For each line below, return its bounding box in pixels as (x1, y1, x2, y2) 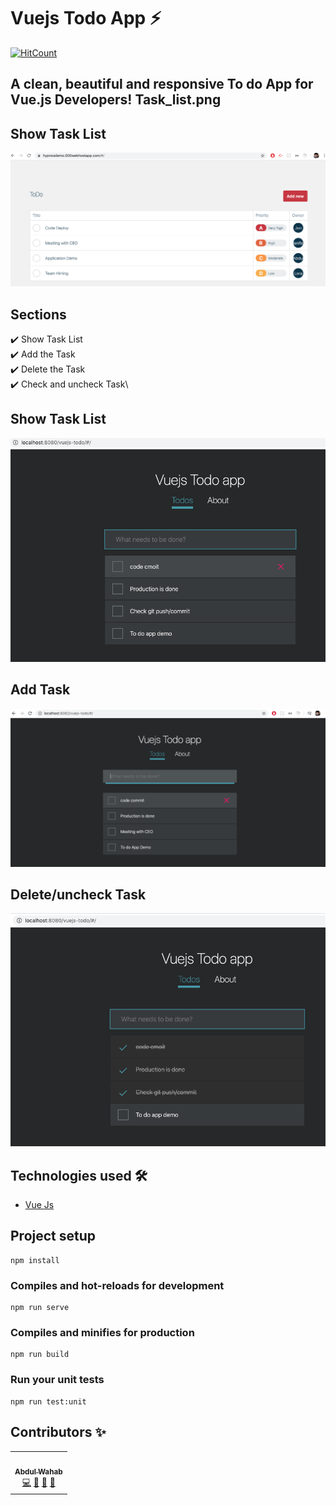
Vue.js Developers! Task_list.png (10, 91, 222, 109)
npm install (10, 1255, 60, 1265)
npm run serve (10, 1303, 70, 1313)
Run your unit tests (10, 1373, 105, 1387)
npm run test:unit (10, 1396, 87, 1407)
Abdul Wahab (14, 1467, 63, 1477)
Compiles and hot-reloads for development (10, 1278, 225, 1292)
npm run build (10, 1350, 70, 1360)
